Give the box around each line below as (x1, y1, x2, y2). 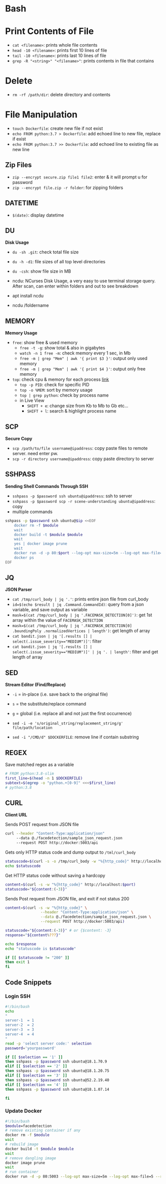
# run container (5, 1170, 39, 1175)
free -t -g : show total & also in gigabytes (19, 345, 105, 351)
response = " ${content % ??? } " (5, 933, 61, 938)
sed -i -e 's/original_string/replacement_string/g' (12, 721, 124, 726)
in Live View (19, 398, 44, 404)
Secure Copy (5, 436, 33, 442)
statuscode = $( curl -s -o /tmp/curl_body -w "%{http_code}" (5, 859, 129, 864)
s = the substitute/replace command (12, 701, 86, 707)
